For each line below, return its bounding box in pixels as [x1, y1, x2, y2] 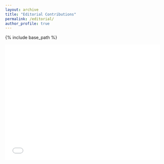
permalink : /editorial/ [5, 16, 55, 21]
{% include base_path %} [5, 35, 57, 41]
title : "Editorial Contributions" [5, 12, 77, 17]
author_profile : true [5, 21, 50, 26]
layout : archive [5, 7, 39, 12]
